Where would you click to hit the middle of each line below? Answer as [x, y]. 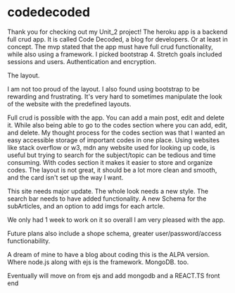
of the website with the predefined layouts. [69, 104]
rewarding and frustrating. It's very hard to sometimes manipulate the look [115, 96]
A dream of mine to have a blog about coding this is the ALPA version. [108, 254]
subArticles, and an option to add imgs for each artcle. [86, 206]
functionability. [29, 241]
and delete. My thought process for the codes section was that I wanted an [116, 132]
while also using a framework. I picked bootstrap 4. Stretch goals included [115, 54]
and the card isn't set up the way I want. [65, 177]
